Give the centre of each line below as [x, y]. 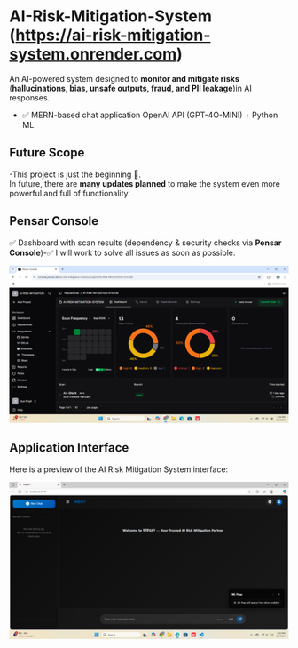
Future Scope [47, 153]
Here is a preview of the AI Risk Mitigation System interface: [119, 469]
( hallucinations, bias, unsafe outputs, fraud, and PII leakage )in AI [131, 88]
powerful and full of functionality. [70, 193]
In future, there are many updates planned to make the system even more [145, 183]
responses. [30, 97]
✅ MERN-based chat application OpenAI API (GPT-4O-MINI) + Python [150, 115]
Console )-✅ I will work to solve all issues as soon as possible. [122, 252]
